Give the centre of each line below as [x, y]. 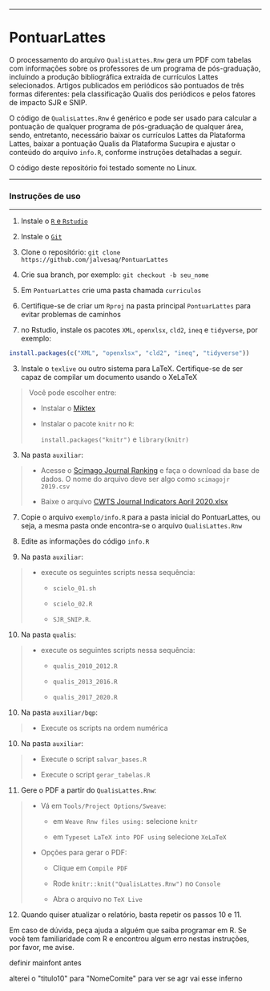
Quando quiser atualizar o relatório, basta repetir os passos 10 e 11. [131, 915]
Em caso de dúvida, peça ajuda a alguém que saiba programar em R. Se [128, 930]
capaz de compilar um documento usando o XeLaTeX [109, 377]
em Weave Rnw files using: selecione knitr [125, 822]
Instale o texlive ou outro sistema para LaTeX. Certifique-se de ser [132, 369]
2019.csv [55, 487]
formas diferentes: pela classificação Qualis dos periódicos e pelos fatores [132, 94]
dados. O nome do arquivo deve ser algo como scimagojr [135, 479]
